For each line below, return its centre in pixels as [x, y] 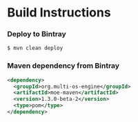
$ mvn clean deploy [35, 48]
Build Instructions [59, 13]
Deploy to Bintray [37, 34]
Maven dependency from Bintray [63, 66]
